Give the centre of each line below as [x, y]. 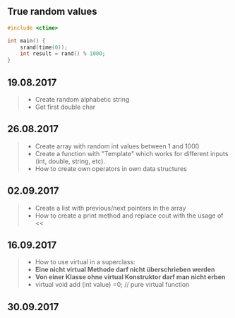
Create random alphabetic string [82, 99]
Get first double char [65, 107]
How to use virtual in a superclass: [85, 262]
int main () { [26, 41]
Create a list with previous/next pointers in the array [110, 208]
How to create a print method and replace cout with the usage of [129, 216]
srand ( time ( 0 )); [44, 47]
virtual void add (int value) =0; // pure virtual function [112, 285]
